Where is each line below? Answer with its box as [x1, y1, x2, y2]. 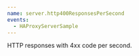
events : [7, 16, 30, 23]
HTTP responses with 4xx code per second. [7, 42, 132, 50]
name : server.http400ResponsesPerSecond [7, 10, 125, 17]
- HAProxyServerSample [13, 23, 78, 29]
